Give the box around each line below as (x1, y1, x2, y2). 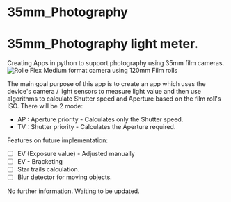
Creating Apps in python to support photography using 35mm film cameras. (7, 59, 225, 67)
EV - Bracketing (17, 158, 63, 166)
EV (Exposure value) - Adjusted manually (17, 150, 136, 158)
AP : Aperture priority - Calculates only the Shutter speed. (17, 115, 184, 124)
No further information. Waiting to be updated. (7, 187, 141, 195)
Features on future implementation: (7, 136, 108, 144)
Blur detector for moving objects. (17, 173, 113, 181)
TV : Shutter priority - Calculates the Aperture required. (17, 123, 176, 131)
